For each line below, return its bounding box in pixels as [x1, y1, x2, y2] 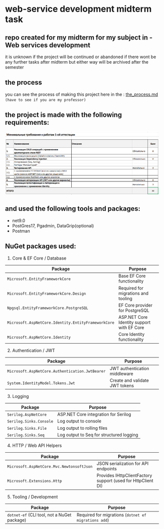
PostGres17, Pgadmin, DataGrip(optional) [12, 222, 94, 228]
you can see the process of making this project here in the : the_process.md [5, 91, 158, 97]
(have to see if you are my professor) [5, 97, 86, 102]
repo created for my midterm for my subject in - [5, 33, 153, 42]
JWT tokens [109, 382, 134, 388]
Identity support [118, 319, 151, 326]
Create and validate [109, 377, 149, 383]
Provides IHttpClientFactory [97, 473, 152, 479]
